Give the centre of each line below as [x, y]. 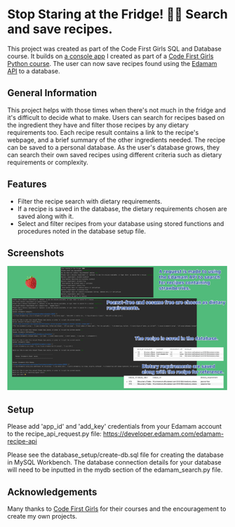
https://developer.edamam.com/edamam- [163, 434]
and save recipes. [60, 29]
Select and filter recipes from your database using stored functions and [121, 223]
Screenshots [36, 253]
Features [27, 184]
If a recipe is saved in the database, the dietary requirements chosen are [122, 208]
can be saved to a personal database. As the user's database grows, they [113, 147]
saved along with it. [46, 216]
